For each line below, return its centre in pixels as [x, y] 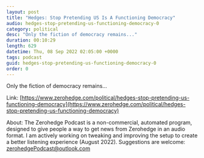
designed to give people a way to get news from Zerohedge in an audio [96, 129]
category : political [33, 29]
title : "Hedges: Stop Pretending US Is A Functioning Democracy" [91, 18]
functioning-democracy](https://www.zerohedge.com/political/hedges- [96, 104]
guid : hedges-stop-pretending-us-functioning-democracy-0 [81, 63]
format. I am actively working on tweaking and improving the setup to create [102, 135]
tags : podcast [24, 57]
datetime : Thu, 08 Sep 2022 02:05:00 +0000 [62, 52]
